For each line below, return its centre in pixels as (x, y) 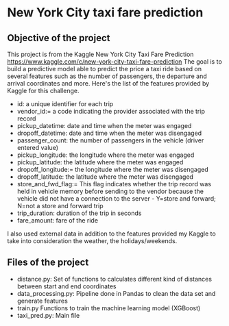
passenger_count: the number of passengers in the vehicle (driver (110, 140)
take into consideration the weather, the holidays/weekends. (92, 241)
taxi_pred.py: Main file (48, 315)
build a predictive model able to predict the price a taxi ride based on (105, 69)
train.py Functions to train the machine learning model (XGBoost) (109, 308)
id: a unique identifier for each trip (65, 104)
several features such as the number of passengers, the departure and (107, 76)
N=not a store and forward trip (60, 206)
